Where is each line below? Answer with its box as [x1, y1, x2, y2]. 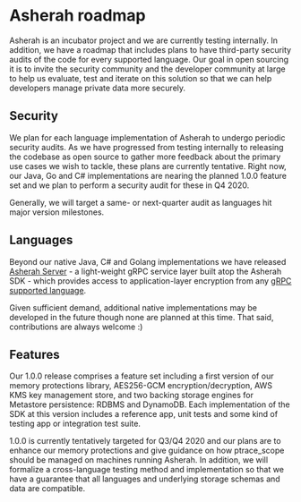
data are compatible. [9, 483, 86, 494]
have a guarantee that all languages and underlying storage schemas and [9, 473, 280, 484]
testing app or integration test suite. [9, 418, 142, 430]
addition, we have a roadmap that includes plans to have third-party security [9, 44, 292, 55]
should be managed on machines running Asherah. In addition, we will [9, 455, 269, 465]
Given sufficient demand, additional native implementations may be [9, 302, 258, 313]
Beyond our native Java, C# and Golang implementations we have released [9, 256, 287, 267]
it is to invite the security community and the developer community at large [9, 64, 286, 74]
